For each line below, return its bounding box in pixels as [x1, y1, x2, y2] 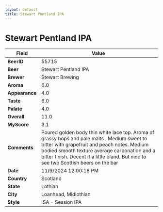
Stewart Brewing [41, 74, 79, 81]
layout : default [5, 7, 38, 12]
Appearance [7, 90, 37, 97]
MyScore [7, 121, 29, 128]
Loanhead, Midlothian [41, 191, 91, 198]
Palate [7, 105, 23, 112]
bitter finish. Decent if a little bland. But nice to [41, 153, 147, 160]
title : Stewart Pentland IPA [5, 12, 64, 16]
